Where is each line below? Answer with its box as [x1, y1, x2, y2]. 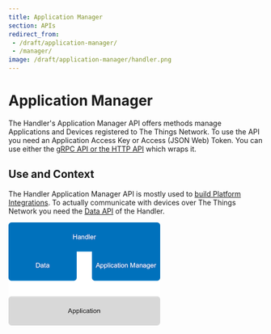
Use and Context [8, 167, 95, 181]
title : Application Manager [8, 13, 104, 21]
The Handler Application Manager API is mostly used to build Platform [8, 188, 241, 198]
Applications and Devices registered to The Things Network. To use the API [8, 126, 260, 137]
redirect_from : [8, 30, 60, 38]
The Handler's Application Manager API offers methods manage [8, 118, 222, 128]
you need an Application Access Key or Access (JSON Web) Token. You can [8, 135, 263, 145]
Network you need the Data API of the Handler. [8, 206, 165, 216]
